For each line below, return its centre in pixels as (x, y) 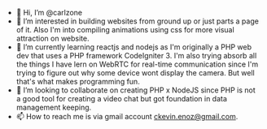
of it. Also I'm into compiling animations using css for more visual (125, 30)
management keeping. (54, 107)
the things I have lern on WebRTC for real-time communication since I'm (137, 64)
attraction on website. (53, 38)
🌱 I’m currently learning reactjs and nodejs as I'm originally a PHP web (134, 47)
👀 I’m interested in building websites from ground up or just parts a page (137, 21)
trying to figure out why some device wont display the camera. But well (135, 73)
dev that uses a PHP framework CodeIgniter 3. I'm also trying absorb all (136, 56)
